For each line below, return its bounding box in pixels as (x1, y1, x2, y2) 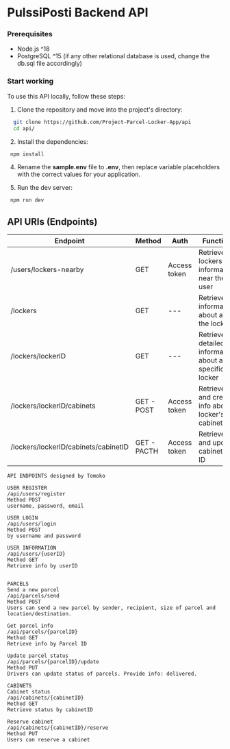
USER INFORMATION (7, 545, 57, 552)
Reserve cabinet (7, 718, 53, 726)
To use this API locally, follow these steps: (7, 92, 125, 100)
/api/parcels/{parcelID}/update (7, 659, 99, 665)
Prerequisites (7, 29, 53, 39)
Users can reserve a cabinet (7, 737, 90, 744)
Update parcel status (7, 652, 69, 659)
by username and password (7, 532, 81, 539)
